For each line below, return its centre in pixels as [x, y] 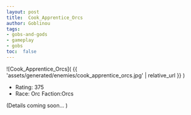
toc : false [21, 52]
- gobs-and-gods [27, 35]
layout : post [23, 12]
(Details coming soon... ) [37, 105]
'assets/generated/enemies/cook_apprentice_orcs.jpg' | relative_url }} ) [95, 75]
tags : [13, 29]
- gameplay [20, 40]
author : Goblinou [28, 23]
